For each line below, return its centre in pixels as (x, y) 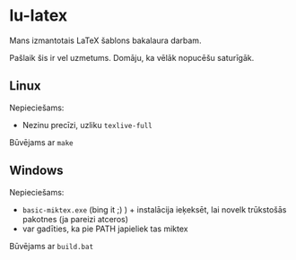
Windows (36, 171)
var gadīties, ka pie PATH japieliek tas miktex (105, 229)
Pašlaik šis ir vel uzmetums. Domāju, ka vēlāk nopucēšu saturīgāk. (132, 57)
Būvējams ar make (41, 142)
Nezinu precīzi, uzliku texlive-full (87, 125)
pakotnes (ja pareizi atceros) (75, 219)
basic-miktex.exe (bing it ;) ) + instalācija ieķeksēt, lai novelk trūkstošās (154, 209)
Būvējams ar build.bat (52, 246)
